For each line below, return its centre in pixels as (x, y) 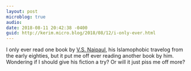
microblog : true (26, 17)
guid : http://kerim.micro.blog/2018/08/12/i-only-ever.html (81, 33)
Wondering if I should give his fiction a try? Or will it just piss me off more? (96, 62)
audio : (14, 22)
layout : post (22, 11)
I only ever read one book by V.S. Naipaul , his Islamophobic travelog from (95, 49)
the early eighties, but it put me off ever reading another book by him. (90, 56)
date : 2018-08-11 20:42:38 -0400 (47, 28)
